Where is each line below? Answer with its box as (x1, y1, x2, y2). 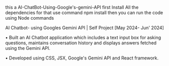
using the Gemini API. (5, 45, 51, 51)
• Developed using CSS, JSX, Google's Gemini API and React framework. (5, 55, 159, 61)
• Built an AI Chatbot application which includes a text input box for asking (5, 35, 161, 40)
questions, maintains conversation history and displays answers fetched (5, 40, 157, 46)
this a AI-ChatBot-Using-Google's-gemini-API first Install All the (5, 5, 139, 10)
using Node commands (5, 15, 54, 21)
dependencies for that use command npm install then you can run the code (5, 10, 163, 16)
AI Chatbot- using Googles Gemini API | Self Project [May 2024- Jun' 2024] (5, 25, 164, 31)
